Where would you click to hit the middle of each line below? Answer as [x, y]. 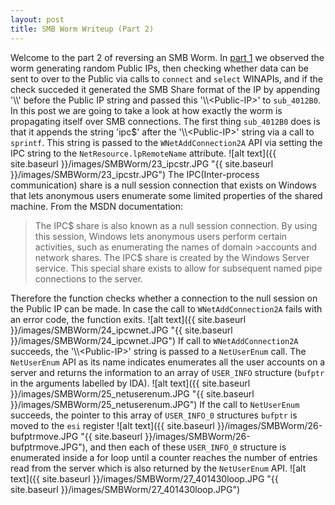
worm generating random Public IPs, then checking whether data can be [159, 68]
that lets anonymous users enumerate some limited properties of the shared [166, 195]
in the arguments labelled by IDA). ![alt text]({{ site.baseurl [130, 383]
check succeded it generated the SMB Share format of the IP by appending [165, 89]
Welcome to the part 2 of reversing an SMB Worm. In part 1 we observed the [167, 57]
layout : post [37, 19]
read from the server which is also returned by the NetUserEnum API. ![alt [158, 468]
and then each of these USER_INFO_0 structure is [188, 447]
